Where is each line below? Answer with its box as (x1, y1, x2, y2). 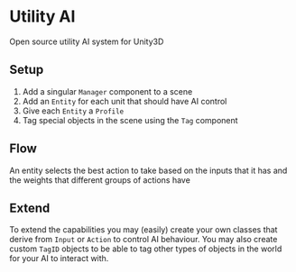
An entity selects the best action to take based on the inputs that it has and (9, 165, 288, 176)
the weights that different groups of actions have (9, 174, 191, 186)
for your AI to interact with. (9, 253, 109, 264)
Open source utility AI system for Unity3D (9, 36, 164, 47)
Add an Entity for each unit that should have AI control (22, 95, 227, 106)
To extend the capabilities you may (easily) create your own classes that (9, 224, 278, 235)
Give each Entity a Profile (22, 105, 125, 116)
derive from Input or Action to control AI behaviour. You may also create (9, 234, 278, 245)
